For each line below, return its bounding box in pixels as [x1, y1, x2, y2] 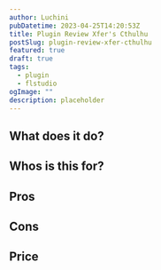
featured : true [9, 46, 65, 55]
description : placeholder [9, 95, 104, 105]
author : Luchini [9, 12, 69, 22]
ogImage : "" [9, 87, 53, 96]
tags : [9, 63, 29, 72]
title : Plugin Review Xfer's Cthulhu [9, 29, 149, 38]
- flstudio [17, 79, 57, 88]
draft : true [9, 54, 53, 63]
